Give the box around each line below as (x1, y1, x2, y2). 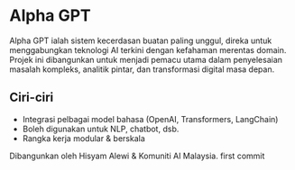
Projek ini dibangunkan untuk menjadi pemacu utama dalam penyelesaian (9, 54, 282, 65)
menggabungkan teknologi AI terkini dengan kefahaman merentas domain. (9, 44, 287, 55)
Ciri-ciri (9, 90, 54, 105)
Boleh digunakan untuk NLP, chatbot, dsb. (22, 123, 180, 134)
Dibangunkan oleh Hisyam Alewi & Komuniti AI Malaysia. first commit (9, 150, 265, 161)
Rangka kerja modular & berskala (22, 132, 146, 144)
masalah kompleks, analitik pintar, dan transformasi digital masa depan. (9, 64, 275, 75)
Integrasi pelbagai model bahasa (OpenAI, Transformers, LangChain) (22, 113, 279, 124)
